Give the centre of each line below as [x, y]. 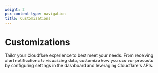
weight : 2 [15, 9]
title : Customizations [28, 18]
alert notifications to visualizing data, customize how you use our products [79, 61]
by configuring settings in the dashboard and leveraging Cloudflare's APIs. [79, 66]
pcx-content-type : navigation [36, 14]
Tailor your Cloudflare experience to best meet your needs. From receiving [79, 55]
